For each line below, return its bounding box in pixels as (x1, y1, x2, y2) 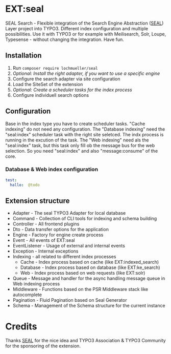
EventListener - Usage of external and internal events (12, 243, 125, 249)
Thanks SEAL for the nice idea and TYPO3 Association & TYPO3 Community (5, 338, 166, 344)
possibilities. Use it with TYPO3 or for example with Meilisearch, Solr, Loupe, (5, 31, 166, 37)
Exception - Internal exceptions (12, 248, 79, 254)
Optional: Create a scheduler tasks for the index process (12, 87, 133, 93)
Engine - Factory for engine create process (12, 232, 104, 238)
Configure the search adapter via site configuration (12, 75, 120, 82)
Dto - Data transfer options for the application (12, 226, 109, 233)
